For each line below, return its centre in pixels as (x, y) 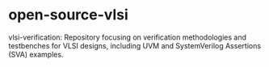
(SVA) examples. (36, 54)
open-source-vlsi (69, 15)
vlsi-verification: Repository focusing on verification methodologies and (128, 37)
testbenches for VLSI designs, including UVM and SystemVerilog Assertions (134, 45)
